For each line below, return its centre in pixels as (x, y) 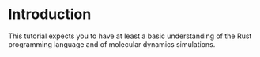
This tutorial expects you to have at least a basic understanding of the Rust (130, 36)
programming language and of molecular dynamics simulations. (112, 44)
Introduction (50, 14)
